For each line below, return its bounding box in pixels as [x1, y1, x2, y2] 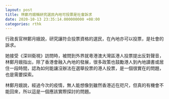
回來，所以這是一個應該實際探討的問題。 [9, 88, 94, 94]
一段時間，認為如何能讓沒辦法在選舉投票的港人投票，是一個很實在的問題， [9, 65, 164, 71]
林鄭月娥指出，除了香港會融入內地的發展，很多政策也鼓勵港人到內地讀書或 [5, 59, 159, 65]
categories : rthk [5, 21, 42, 27]
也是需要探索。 [5, 71, 36, 78]
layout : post [5, 7, 33, 13]
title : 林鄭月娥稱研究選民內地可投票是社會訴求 [5, 12, 93, 17]
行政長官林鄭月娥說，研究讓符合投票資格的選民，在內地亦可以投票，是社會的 [5, 36, 164, 42]
